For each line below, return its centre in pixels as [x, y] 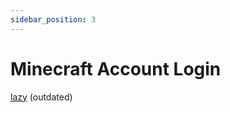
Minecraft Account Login [116, 68]
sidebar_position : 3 [53, 19]
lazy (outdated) [41, 97]
